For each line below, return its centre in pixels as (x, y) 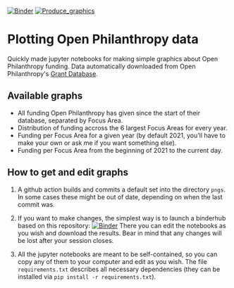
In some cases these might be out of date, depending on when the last (120, 196)
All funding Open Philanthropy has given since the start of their (109, 113)
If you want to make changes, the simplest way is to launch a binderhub (122, 218)
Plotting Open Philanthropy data (103, 39)
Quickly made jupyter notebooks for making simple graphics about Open (113, 58)
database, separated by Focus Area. (70, 120)
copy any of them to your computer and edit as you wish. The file (112, 261)
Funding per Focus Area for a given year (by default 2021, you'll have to (121, 135)
